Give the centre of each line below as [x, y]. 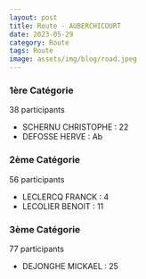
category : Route [39, 42]
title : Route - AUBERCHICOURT [65, 26]
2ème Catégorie [45, 160]
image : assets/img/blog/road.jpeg [73, 59]
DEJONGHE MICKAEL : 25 [70, 266]
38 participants [37, 110]
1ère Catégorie [41, 90]
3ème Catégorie [45, 229]
